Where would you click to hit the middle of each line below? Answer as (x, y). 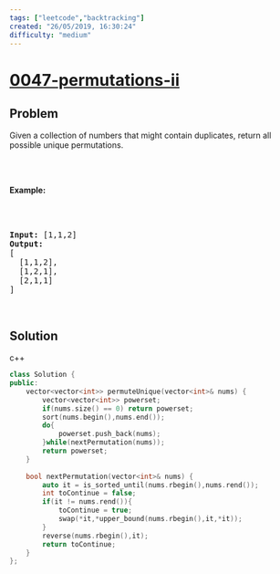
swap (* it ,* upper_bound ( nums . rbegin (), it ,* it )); (150, 519)
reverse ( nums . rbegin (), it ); (95, 536)
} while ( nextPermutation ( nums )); (104, 443)
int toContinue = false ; (89, 494)
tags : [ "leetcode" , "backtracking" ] (77, 18)
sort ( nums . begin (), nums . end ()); (104, 417)
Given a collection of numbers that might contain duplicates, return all (140, 136)
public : (24, 383)
